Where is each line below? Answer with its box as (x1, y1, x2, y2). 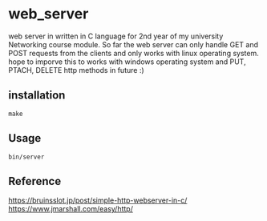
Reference (8, 174, 62, 188)
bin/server (8, 153, 45, 161)
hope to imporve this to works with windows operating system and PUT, (8, 57, 246, 66)
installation (8, 89, 66, 102)
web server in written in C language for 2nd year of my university (8, 31, 224, 41)
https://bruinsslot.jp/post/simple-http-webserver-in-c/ (8, 195, 188, 205)
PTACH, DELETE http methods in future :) (8, 65, 144, 74)
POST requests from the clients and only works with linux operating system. (8, 48, 259, 58)
